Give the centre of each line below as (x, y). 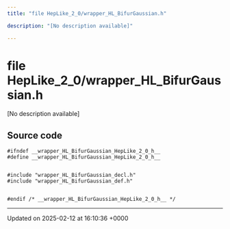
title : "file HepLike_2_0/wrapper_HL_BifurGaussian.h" (87, 13)
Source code (35, 135)
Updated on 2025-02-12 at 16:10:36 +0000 (68, 218)
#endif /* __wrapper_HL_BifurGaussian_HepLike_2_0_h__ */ (91, 200)
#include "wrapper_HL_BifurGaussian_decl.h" (72, 176)
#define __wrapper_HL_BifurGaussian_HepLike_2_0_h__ (84, 157)
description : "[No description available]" (70, 26)
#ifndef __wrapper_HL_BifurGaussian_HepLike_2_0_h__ (84, 152)
